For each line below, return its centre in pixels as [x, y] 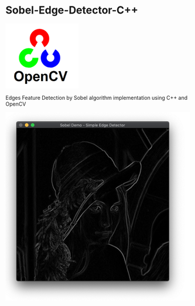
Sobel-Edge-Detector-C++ [72, 10]
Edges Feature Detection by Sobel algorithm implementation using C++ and [97, 97]
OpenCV [16, 104]
